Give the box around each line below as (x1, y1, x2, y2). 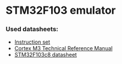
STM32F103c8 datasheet (14, 51, 78, 59)
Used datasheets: (5, 25, 58, 33)
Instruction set (14, 38, 50, 45)
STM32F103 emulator (5, 4, 116, 17)
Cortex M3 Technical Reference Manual (14, 45, 113, 52)
